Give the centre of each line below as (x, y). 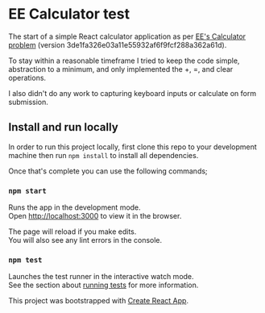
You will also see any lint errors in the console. (85, 240)
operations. (27, 77)
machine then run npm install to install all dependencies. (104, 155)
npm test (25, 260)
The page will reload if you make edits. (72, 232)
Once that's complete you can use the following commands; (108, 171)
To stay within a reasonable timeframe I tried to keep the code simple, (124, 61)
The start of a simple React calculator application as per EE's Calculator (127, 36)
